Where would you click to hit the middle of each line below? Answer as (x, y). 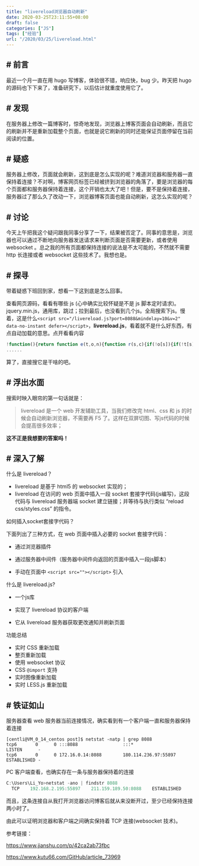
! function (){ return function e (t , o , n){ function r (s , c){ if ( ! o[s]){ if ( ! (95, 344)
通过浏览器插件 (33, 546)
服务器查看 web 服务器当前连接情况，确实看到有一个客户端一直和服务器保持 (98, 721)
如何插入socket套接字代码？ (40, 522)
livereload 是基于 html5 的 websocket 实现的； (71, 486)
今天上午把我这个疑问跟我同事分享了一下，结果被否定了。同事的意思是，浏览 (99, 233)
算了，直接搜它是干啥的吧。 (40, 362)
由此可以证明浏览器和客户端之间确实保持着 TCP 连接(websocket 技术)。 (94, 821)
